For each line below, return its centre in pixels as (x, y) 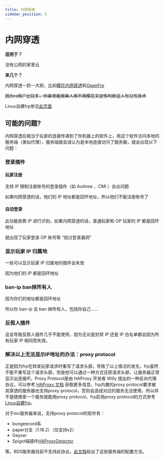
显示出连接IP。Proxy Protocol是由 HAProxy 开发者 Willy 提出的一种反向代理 (81, 378)
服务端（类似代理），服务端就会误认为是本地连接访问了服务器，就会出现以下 (81, 142)
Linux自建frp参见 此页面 (29, 106)
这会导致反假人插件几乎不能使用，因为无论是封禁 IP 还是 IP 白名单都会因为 (80, 334)
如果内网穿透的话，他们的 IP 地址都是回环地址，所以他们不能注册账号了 (77, 197)
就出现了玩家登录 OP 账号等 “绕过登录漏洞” (48, 237)
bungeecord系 (27, 423)
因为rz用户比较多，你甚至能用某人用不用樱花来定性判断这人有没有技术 (76, 96)
